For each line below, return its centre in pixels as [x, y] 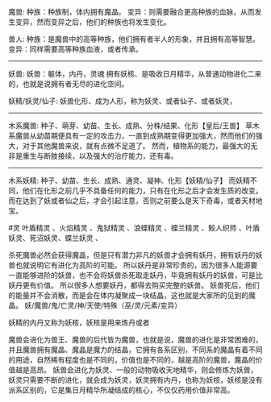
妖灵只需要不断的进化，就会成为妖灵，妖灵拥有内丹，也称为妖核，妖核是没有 [135, 380]
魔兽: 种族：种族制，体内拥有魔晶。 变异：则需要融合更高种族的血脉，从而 [131, 12]
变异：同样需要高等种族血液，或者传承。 [75, 49]
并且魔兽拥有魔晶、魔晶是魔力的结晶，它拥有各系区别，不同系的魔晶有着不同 [135, 350]
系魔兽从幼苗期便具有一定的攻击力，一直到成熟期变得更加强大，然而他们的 [132, 136]
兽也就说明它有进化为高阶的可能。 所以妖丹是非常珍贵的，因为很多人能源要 [133, 265]
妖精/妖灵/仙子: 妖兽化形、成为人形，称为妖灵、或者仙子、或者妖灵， [123, 101]
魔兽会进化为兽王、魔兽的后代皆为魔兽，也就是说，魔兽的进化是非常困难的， [135, 340]
